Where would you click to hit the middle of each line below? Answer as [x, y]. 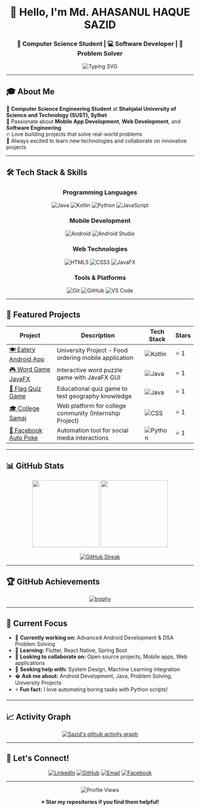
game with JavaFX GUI [88, 378]
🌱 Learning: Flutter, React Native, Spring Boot [71, 650]
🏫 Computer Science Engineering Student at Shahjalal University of [91, 109]
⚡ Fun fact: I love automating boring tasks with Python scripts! [91, 689]
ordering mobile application [95, 358]
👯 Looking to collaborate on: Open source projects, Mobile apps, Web [101, 657]
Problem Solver [100, 54]
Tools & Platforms [100, 278]
